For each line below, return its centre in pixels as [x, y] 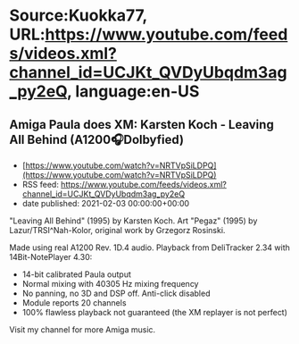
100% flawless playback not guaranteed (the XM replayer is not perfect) [155, 312]
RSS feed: [41, 185]
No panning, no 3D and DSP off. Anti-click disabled [116, 293]
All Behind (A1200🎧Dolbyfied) [97, 139]
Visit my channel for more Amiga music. [83, 330]
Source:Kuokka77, [78, 16]
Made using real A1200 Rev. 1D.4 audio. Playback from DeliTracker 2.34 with [149, 248]
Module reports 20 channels [74, 303]
